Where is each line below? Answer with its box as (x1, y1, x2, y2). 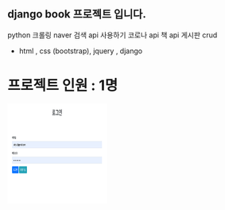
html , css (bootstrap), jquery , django (18, 46, 143, 56)
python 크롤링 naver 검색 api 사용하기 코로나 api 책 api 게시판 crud (7, 30, 218, 40)
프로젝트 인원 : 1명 (7, 76, 118, 94)
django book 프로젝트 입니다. (7, 7, 146, 21)
